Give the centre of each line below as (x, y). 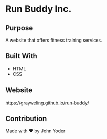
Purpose (19, 28)
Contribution (26, 119)
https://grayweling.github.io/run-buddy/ (47, 103)
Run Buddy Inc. (38, 9)
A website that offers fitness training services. (54, 40)
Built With (21, 56)
